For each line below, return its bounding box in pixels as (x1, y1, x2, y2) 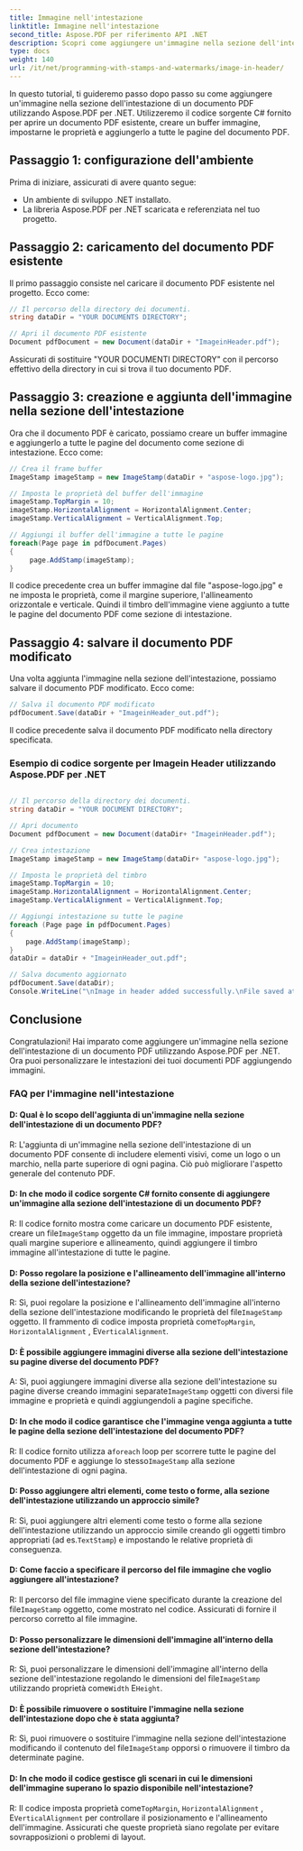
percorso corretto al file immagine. (9, 1614, 138, 1625)
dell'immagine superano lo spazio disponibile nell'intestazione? (9, 1782, 254, 1793)
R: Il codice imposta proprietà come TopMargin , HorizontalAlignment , (9, 1802, 264, 1813)
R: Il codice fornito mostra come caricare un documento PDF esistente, (9, 1219, 273, 1229)
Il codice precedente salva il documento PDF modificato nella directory (9, 725, 273, 735)
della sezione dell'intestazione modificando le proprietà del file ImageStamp (9, 1307, 282, 1318)
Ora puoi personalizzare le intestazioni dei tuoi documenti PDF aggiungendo (9, 1054, 292, 1065)
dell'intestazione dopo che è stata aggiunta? (9, 1713, 180, 1724)
